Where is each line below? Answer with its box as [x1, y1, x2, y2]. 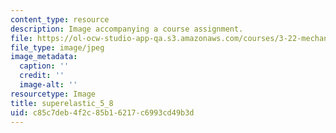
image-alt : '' [19, 80, 78, 90]
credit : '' [19, 71, 65, 81]
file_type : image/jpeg [10, 42, 105, 53]
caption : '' [19, 61, 70, 71]
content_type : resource [10, 14, 110, 25]
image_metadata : [10, 52, 78, 62]
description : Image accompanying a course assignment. [10, 24, 244, 34]
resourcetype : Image [10, 89, 97, 99]
